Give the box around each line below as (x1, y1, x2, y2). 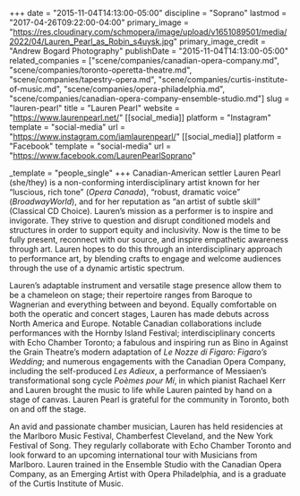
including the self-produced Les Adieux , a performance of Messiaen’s (9, 366, 267, 376)
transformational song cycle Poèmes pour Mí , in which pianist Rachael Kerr (9, 375, 287, 386)
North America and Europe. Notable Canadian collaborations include (9, 318, 262, 329)
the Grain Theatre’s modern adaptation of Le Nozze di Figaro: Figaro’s (9, 346, 268, 357)
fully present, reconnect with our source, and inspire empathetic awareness (9, 235, 289, 244)
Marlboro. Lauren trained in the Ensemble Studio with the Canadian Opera (9, 459, 282, 469)
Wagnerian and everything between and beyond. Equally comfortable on (9, 299, 278, 310)
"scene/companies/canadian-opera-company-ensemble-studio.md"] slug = (9, 93, 290, 104)
